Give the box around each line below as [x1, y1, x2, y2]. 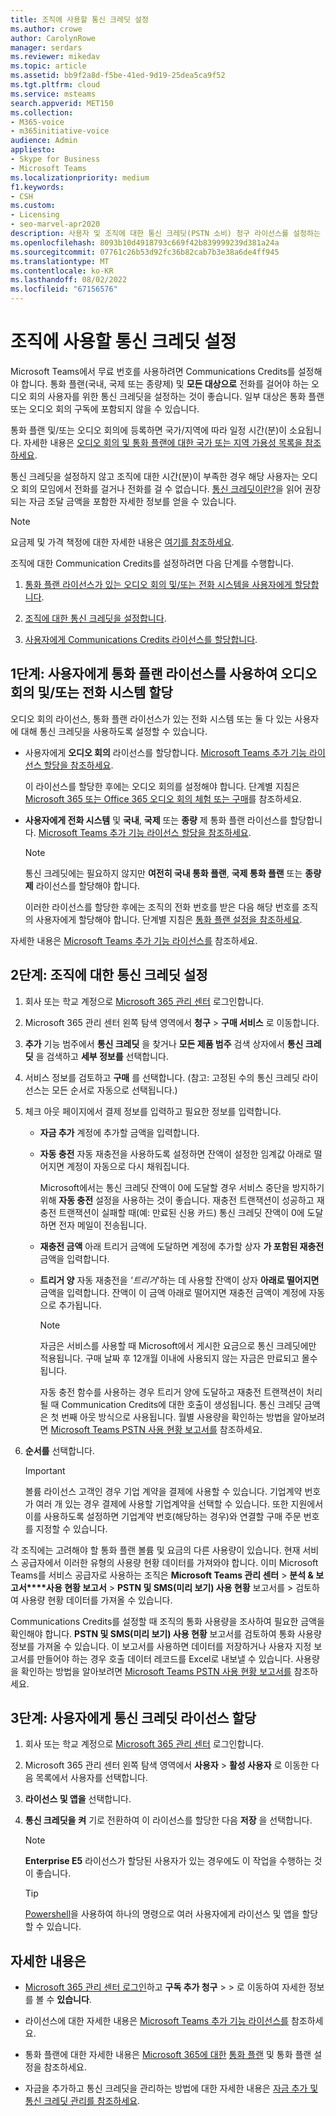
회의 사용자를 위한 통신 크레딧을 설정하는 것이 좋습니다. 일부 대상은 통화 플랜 [28, 390, 325, 402]
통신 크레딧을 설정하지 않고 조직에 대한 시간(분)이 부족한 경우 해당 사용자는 [10, 470, 300, 482]
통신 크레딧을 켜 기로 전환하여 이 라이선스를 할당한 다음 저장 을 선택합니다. [24, 1814, 313, 1826]
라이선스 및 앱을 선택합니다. [24, 1793, 132, 1805]
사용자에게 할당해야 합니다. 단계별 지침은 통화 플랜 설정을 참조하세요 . [35, 913, 303, 925]
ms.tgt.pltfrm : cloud [10, 80, 101, 90]
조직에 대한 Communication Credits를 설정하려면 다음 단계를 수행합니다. [10, 557, 295, 569]
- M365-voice [10, 117, 65, 127]
